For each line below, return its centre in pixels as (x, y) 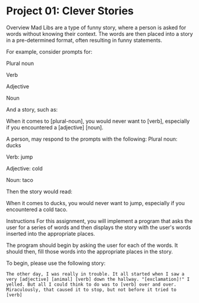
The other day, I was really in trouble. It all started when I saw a (95, 274)
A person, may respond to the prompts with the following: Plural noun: (92, 139)
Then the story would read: (39, 191)
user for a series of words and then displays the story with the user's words (99, 227)
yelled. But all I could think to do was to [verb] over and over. (91, 285)
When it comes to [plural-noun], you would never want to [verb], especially (98, 121)
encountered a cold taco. (37, 209)
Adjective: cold (24, 168)
